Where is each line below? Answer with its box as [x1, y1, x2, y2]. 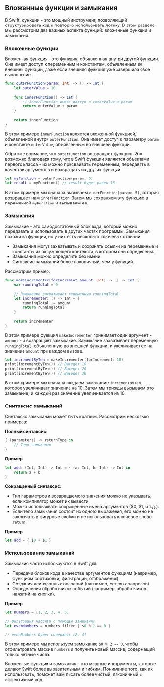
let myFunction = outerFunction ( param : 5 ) [5, 176, 93, 181]
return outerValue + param [23, 104, 78, 109]
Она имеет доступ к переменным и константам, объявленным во [5, 61, 143, 67]
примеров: [5, 419, 28, 425]
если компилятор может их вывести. [12, 498, 90, 504]
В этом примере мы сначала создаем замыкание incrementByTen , [5, 380, 142, 386]
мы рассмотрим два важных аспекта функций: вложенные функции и [5, 27, 151, 33]
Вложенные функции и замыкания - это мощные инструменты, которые [5, 661, 156, 667]
